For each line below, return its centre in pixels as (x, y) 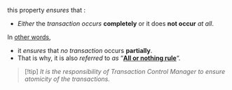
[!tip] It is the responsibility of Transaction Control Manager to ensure (125, 72)
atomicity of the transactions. (67, 79)
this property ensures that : (47, 10)
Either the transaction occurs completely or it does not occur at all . (116, 23)
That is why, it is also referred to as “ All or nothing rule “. (99, 58)
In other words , (29, 37)
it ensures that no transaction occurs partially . (85, 51)
